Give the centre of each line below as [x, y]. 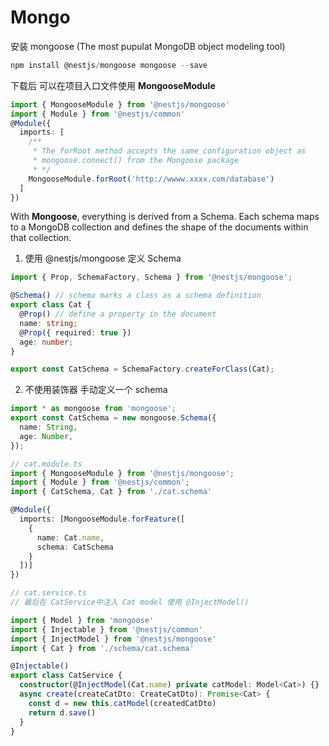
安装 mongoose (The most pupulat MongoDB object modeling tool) [148, 46]
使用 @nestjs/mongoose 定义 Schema [103, 258]
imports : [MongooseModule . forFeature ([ [102, 519]
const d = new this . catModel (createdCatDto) [122, 703]
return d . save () [62, 712]
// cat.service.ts [48, 593]
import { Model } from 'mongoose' [82, 620]
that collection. [41, 238]
